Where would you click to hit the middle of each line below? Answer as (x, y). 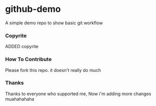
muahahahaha (20, 99)
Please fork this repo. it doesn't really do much (53, 70)
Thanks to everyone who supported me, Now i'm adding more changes (78, 94)
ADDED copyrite (22, 47)
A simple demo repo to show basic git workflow (54, 23)
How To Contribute (28, 59)
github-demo (33, 9)
